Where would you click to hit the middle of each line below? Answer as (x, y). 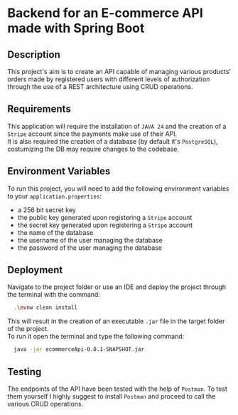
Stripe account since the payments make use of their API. (92, 134)
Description (34, 54)
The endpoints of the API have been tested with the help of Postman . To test (117, 389)
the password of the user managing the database (90, 248)
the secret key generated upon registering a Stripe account (105, 225)
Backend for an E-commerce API (106, 13)
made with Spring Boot (76, 28)
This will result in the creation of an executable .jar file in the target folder (116, 321)
